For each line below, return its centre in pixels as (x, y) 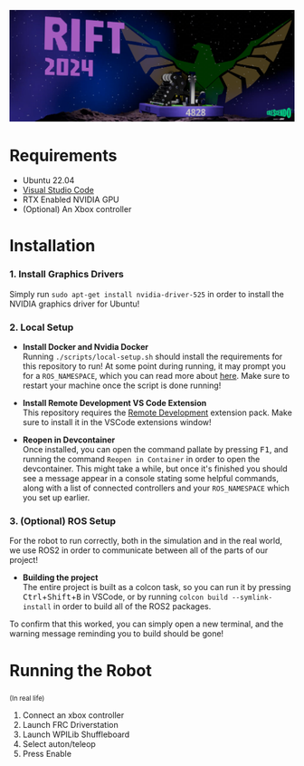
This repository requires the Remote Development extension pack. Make (157, 412)
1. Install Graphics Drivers (67, 275)
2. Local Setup (42, 327)
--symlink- (252, 598)
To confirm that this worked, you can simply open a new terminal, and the (147, 624)
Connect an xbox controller (73, 715)
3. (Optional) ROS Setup (62, 521)
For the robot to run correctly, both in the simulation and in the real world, (146, 541)
